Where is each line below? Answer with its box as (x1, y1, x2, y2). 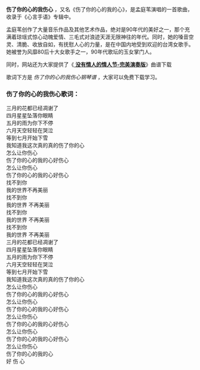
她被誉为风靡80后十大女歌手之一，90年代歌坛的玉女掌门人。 (6, 48, 155, 55)
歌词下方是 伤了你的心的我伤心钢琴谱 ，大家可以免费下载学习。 (6, 74, 161, 80)
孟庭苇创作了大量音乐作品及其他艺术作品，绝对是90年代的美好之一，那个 (6, 26, 185, 33)
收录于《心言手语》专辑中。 (6, 13, 74, 20)
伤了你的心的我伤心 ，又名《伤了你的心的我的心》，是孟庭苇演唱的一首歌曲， (6, 6, 193, 13)
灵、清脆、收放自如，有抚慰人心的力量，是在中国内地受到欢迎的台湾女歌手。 (6, 41, 194, 48)
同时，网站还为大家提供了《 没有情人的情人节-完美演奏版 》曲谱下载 (6, 61, 172, 68)
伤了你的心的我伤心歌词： (6, 89, 80, 98)
